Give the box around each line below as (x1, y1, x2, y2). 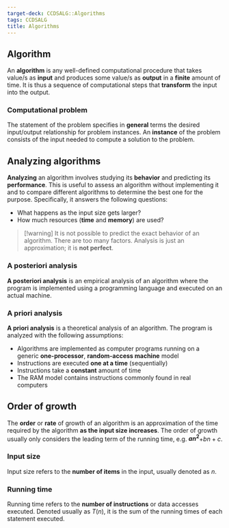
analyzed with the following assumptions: (7, 331, 124, 339)
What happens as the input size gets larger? (16, 208, 142, 217)
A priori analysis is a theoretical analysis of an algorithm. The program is (7, 324, 213, 332)
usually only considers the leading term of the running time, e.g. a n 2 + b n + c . (7, 433, 223, 443)
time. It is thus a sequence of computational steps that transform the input (7, 81, 217, 89)
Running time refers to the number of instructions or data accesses (7, 500, 199, 508)
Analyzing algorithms (7, 155, 101, 167)
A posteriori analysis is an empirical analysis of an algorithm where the (7, 276, 208, 285)
